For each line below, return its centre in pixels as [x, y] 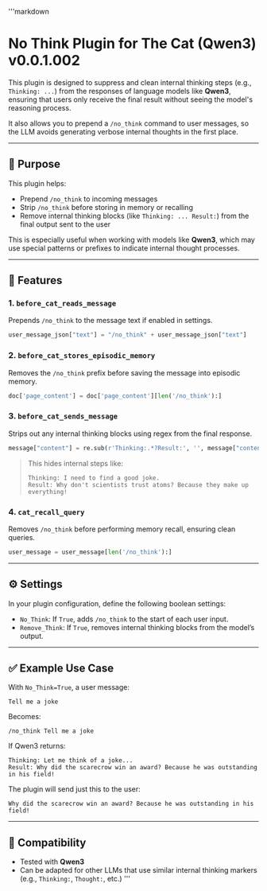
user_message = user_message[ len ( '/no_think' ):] [90, 552]
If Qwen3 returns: [37, 746]
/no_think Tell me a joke [51, 731]
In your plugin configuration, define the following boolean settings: [117, 603]
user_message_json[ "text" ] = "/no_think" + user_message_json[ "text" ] [128, 335]
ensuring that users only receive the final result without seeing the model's [130, 99]
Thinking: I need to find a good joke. [94, 478]
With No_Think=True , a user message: [69, 687]
